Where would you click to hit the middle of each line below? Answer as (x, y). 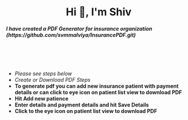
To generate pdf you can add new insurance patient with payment (97, 86)
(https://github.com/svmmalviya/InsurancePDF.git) (71, 35)
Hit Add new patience (41, 99)
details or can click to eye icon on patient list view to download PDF (98, 92)
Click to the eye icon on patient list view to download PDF (86, 111)
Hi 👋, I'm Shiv (99, 12)
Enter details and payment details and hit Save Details (82, 105)
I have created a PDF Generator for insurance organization (79, 28)
